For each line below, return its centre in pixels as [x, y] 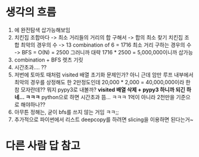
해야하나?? [33, 104]
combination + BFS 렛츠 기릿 [49, 60]
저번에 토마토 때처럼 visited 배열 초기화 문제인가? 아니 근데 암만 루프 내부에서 [104, 75]
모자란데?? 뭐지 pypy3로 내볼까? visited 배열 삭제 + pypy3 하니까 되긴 [103, 90]
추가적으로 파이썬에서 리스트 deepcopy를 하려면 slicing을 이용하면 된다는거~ [104, 119]
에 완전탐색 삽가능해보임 [42, 30]
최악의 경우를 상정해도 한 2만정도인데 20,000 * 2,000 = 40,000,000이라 [99, 82]
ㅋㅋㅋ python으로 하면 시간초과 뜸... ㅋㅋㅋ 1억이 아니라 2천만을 [100, 97]
